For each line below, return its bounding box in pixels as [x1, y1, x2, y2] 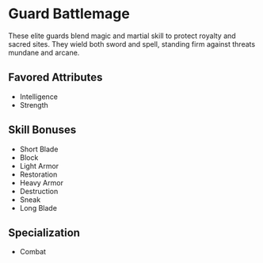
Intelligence [19, 92, 58, 101]
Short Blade [19, 144, 59, 154]
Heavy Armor [19, 177, 63, 187]
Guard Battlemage [8, 5, 131, 23]
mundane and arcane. [8, 48, 80, 57]
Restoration [19, 170, 58, 179]
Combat [19, 247, 46, 257]
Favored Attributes [8, 71, 103, 84]
